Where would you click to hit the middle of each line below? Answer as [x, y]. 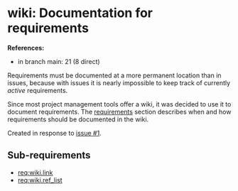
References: [26, 48]
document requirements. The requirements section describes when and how [119, 111]
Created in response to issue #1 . [54, 133]
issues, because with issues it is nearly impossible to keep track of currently [119, 82]
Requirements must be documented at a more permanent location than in [114, 75]
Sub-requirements [49, 155]
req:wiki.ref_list [40, 180]
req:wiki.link [35, 173]
